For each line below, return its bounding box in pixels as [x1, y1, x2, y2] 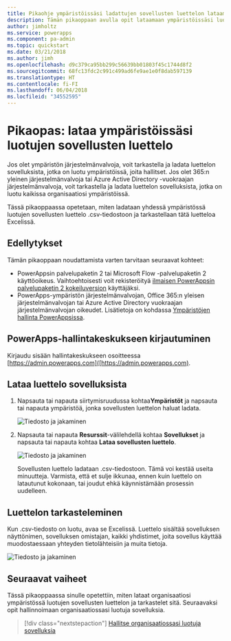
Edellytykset [7, 238, 63, 249]
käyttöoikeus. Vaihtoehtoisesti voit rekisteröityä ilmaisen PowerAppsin [16, 276, 215, 284]
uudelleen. [16, 487, 47, 495]
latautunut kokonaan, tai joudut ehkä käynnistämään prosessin [16, 479, 194, 487]
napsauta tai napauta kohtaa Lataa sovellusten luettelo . [16, 438, 177, 446]
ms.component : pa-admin [7, 36, 76, 43]
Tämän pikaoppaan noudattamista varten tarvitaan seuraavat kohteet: [7, 255, 204, 264]
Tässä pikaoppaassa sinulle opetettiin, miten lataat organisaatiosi [7, 591, 191, 599]
